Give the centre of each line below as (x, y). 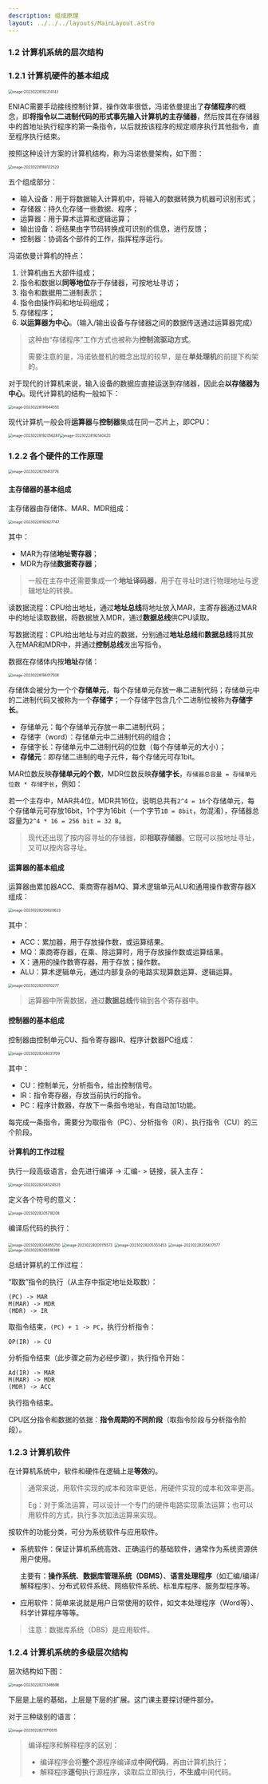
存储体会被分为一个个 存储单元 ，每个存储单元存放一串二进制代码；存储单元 (130, 690)
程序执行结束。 (39, 136)
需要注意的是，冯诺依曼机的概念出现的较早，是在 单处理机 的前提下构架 (143, 356)
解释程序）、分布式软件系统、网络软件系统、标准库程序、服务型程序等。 (137, 1586)
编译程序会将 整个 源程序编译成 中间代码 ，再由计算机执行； (134, 1762)
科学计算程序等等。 (51, 1613)
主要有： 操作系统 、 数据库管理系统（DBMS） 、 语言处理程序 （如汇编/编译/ (139, 1576)
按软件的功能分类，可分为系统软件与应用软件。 (85, 1532)
